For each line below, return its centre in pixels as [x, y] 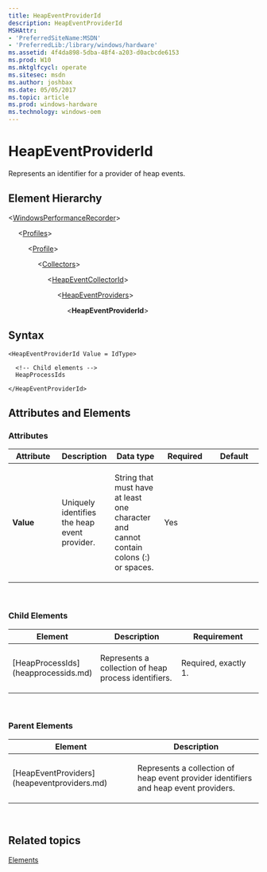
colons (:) [133, 557]
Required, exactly [214, 662]
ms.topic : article [39, 97]
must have [134, 488]
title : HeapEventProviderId [55, 16]
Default [234, 457]
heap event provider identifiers [195, 778]
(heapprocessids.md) [52, 673]
